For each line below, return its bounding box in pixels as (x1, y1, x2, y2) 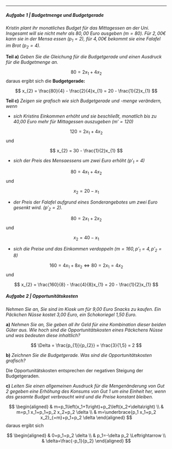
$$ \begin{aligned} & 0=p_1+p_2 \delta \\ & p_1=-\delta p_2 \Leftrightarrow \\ (6, 432, 166, 438)
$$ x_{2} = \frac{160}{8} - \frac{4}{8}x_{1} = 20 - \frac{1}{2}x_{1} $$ (14, 281, 159, 287)
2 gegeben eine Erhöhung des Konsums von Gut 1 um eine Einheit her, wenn (6, 388, 166, 394)
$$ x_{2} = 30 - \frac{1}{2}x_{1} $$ (50, 148, 123, 154)
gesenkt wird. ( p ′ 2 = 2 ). (13, 204, 63, 212)
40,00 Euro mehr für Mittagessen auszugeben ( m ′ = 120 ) (13, 119, 134, 125)
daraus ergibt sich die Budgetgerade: (6, 78, 86, 84)
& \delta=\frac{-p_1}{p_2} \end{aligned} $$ (41, 438, 131, 444)
